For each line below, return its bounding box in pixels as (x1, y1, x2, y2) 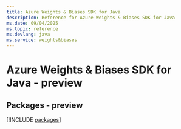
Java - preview (6, 76, 83, 90)
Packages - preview (6, 100, 83, 110)
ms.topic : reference (6, 25, 59, 32)
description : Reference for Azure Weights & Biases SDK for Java (6, 15, 175, 21)
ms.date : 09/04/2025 (6, 20, 59, 26)
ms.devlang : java (6, 31, 50, 38)
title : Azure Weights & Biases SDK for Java (6, 8, 121, 15)
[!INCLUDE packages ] (6, 116, 61, 123)
